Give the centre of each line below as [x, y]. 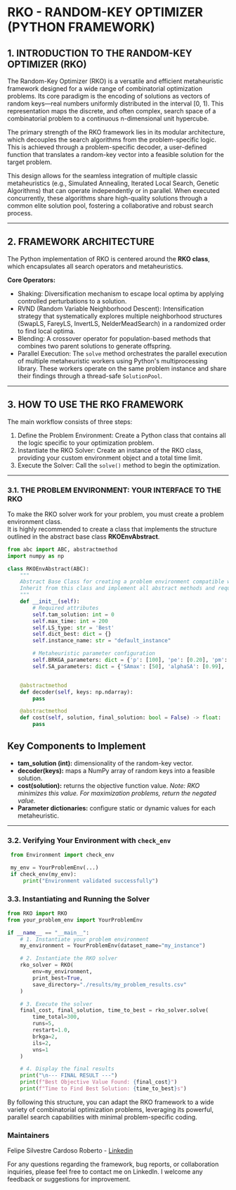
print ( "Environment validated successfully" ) [91, 881]
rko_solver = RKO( [47, 965]
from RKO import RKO [38, 913]
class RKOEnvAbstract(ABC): [48, 569]
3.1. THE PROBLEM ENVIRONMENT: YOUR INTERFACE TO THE [114, 490]
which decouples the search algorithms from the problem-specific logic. [112, 139]
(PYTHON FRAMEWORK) [81, 27]
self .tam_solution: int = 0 [73, 614]
